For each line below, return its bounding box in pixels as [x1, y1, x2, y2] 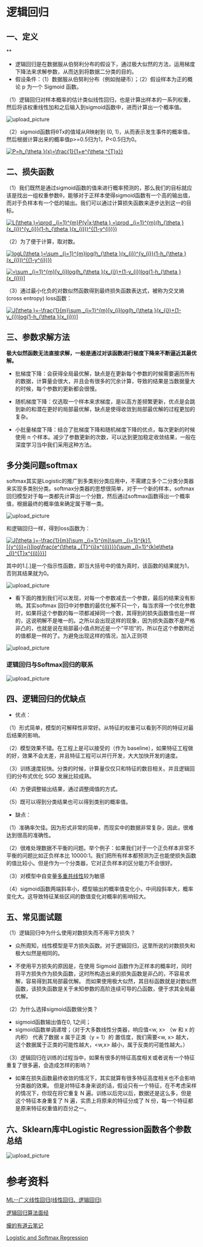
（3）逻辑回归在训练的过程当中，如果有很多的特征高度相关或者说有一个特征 [6, 1054, 195, 1061]
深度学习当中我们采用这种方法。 [14, 441, 95, 448]
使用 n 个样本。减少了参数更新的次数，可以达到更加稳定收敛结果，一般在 [14, 433, 196, 441]
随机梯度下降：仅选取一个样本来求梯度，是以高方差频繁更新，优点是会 [14, 398, 190, 405]
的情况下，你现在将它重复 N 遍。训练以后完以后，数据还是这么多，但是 [14, 1090, 192, 1097]
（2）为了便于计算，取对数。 [6, 237, 79, 245]
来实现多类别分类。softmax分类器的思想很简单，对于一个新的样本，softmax [6, 485, 195, 492]
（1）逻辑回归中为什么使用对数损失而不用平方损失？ [6, 929, 136, 936]
